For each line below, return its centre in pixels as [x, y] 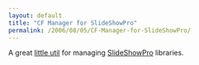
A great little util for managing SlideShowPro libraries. [96, 53]
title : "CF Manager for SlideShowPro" [73, 23]
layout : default [35, 15]
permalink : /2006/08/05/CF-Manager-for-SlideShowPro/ [100, 30]
